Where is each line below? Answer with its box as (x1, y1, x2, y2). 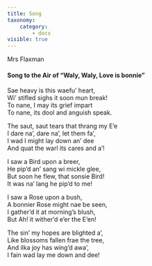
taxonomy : (7, 17, 36, 24)
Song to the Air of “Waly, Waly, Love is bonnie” (7, 71, 145, 79)
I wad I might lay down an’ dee (7, 137, 94, 145)
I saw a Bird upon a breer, (7, 158, 81, 166)
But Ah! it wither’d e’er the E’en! (7, 215, 96, 224)
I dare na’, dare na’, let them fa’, (7, 129, 96, 138)
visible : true (7, 36, 49, 43)
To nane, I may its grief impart (7, 101, 93, 110)
